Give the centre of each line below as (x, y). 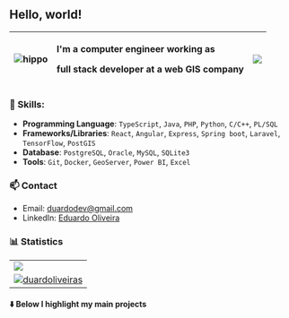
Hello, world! (46, 15)
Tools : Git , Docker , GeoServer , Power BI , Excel (106, 162)
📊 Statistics (36, 242)
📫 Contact (33, 185)
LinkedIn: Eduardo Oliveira (71, 218)
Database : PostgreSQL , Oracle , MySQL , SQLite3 (106, 152)
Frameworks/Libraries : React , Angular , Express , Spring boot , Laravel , (151, 133)
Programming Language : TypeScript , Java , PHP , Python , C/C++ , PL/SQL (150, 124)
